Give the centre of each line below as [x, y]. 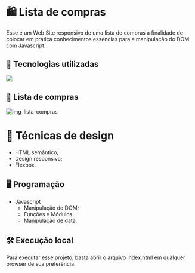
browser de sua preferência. [41, 264]
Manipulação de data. [50, 221]
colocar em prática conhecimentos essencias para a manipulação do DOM [98, 39]
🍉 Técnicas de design [60, 135]
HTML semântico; [37, 152]
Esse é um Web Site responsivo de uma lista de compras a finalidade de [95, 33]
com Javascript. [26, 45]
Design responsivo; [38, 158]
